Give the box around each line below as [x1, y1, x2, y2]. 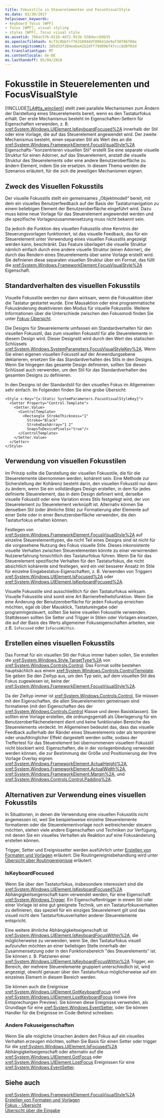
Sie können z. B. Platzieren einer [5, 953, 70, 959]
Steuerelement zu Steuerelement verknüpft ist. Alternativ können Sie [5, 501, 143, 507]
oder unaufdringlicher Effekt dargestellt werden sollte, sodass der [5, 735, 138, 741]
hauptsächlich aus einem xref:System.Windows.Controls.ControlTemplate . [5, 668, 155, 674]
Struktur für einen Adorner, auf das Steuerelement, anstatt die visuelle [5, 152, 146, 158]
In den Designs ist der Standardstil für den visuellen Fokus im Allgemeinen [5, 381, 155, 387]
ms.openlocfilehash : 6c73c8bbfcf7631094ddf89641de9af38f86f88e [5, 39, 137, 44]
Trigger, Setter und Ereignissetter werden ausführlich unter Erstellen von [5, 847, 151, 853]
